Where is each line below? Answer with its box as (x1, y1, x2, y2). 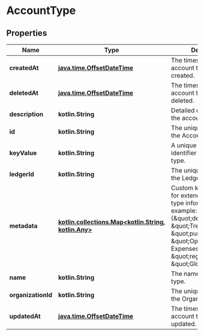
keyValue (9, 149, 37, 157)
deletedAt (9, 89, 39, 97)
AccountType (6, 4, 76, 18)
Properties (6, 28, 47, 38)
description (9, 110, 44, 118)
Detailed (171, 106, 195, 114)
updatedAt (9, 312, 41, 320)
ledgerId (9, 170, 35, 178)
